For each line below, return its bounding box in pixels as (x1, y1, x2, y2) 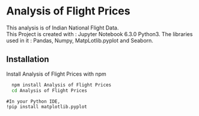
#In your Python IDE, (6, 98, 61, 105)
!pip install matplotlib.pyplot (6, 103, 87, 109)
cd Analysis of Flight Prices (11, 87, 87, 94)
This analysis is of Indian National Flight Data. (6, 24, 119, 31)
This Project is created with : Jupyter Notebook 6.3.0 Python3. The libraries (6, 30, 193, 37)
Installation (6, 54, 49, 64)
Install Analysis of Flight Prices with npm (6, 70, 106, 78)
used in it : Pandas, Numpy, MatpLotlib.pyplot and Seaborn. (6, 37, 153, 44)
